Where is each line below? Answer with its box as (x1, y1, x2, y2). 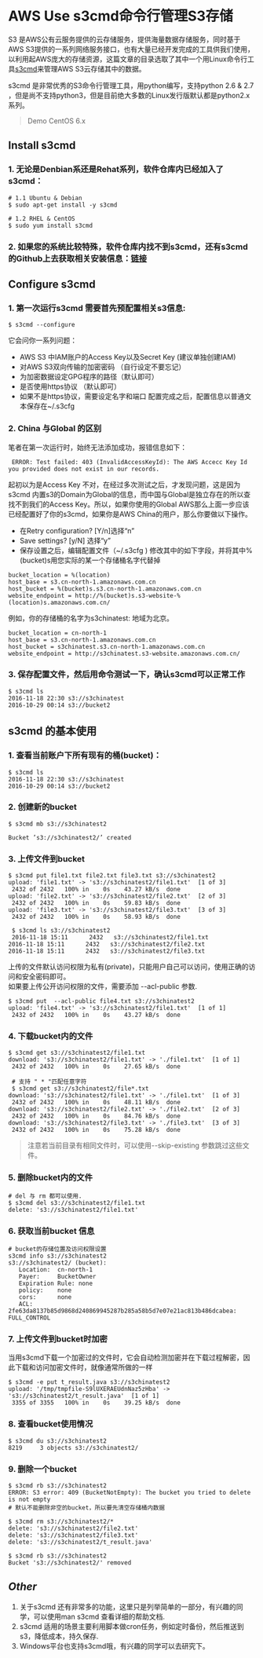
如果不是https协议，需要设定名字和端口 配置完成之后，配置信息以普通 (19, 392, 245, 401)
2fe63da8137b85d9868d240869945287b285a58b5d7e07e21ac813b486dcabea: (8, 1307, 237, 1315)
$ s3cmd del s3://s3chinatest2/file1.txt (8, 1199, 146, 1206)
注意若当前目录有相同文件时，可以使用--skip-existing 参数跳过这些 (27, 1140, 243, 1151)
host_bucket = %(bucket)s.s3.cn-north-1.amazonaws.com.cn (8, 584, 202, 593)
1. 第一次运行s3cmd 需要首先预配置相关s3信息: (8, 302, 186, 313)
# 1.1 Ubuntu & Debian (8, 194, 82, 202)
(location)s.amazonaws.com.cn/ (8, 598, 111, 606)
